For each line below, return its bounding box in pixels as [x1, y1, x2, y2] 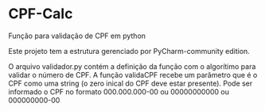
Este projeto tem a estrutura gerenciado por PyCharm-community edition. [8, 46, 251, 55]
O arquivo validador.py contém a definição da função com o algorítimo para [8, 61, 256, 71]
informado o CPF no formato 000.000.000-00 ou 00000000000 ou [8, 86, 229, 96]
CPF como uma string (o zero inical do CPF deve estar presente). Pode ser [8, 78, 253, 88]
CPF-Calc [8, 5, 73, 23]
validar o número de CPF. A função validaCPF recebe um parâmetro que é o [8, 70, 258, 79]
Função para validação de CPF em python [8, 31, 146, 40]
